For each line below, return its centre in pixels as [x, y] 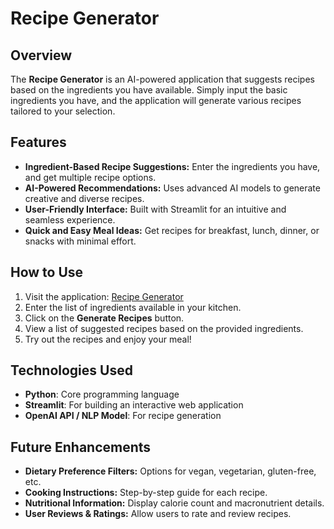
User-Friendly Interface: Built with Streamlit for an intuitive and [155, 209]
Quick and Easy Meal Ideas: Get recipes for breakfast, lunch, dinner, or [172, 230]
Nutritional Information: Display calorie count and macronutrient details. [174, 503]
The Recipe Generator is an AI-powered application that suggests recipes [162, 79]
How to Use [47, 272]
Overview [41, 55]
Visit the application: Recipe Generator [104, 296]
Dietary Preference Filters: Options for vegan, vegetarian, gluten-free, [170, 471]
